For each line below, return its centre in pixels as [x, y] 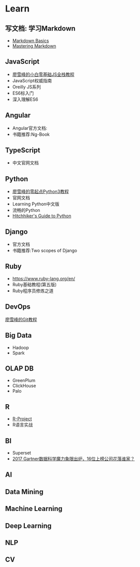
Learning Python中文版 [36, 204]
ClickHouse [24, 386]
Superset [22, 453]
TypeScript [23, 150]
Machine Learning [34, 509]
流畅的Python [26, 210]
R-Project [22, 419]
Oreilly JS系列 [27, 87]
